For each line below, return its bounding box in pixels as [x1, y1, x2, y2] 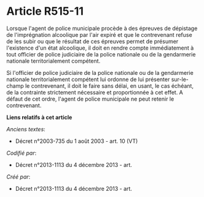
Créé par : [6, 173, 31, 180]
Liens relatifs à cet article [6, 114, 73, 121]
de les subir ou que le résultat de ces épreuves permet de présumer [6, 37, 179, 45]
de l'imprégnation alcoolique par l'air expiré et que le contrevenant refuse [6, 31, 192, 38]
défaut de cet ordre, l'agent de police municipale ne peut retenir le [6, 95, 175, 102]
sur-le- [171, 75, 189, 83]
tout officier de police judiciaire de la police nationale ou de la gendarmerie [6, 50, 196, 58]
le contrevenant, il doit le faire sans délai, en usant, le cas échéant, [25, 82, 194, 90]
